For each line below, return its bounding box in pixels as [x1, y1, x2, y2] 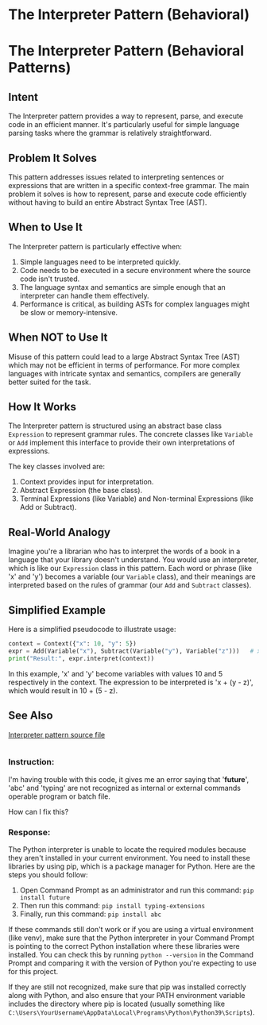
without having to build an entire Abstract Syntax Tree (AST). [8, 198, 207, 207]
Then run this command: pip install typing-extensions [19, 901, 206, 911]
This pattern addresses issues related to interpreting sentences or [8, 172, 225, 182]
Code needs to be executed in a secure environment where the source [19, 265, 251, 275]
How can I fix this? [8, 807, 69, 816]
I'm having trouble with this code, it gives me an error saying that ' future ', [8, 774, 249, 784]
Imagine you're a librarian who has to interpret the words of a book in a [8, 546, 241, 557]
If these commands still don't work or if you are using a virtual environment [8, 925, 254, 934]
